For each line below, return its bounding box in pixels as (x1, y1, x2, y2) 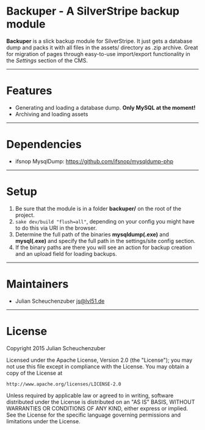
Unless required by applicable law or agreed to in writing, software (6, 392, 174, 399)
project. (15, 211, 35, 219)
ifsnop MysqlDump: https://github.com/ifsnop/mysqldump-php (15, 157, 174, 165)
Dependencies (6, 138, 82, 152)
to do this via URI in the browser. (15, 224, 97, 231)
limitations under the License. (6, 417, 81, 425)
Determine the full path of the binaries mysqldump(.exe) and (15, 230, 170, 238)
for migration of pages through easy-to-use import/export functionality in (6, 50, 190, 57)
